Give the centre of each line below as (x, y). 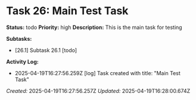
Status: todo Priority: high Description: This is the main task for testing (94, 27)
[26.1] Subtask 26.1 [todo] (46, 50)
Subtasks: (19, 38)
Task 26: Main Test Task (67, 11)
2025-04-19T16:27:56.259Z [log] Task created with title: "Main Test (97, 73)
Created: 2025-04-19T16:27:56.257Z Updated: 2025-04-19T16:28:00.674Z (98, 91)
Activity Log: (22, 62)
